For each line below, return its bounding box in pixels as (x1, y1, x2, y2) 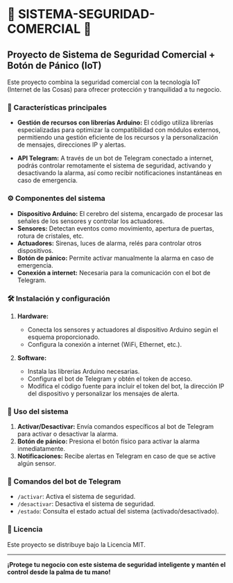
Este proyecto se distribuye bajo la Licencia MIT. (7, 540, 146, 548)
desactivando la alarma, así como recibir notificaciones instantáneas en (17, 169, 223, 177)
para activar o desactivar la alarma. (17, 430, 119, 438)
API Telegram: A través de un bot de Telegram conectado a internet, (17, 154, 214, 163)
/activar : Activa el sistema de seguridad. (17, 493, 136, 501)
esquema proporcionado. (27, 333, 101, 341)
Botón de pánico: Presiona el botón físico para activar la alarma (17, 437, 200, 445)
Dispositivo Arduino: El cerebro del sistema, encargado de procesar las (17, 209, 223, 217)
